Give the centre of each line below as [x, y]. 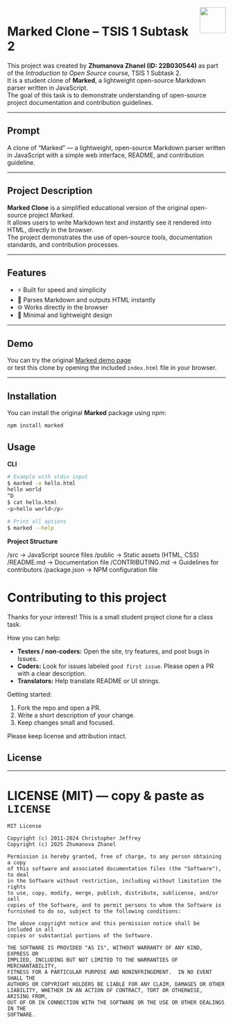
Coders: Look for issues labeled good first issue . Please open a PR [115, 666]
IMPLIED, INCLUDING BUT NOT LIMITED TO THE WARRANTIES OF [93, 960]
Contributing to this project [87, 598]
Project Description [50, 191]
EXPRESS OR [23, 954]
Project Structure [33, 541]
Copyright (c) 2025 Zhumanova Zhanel [62, 845]
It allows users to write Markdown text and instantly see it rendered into [109, 222]
